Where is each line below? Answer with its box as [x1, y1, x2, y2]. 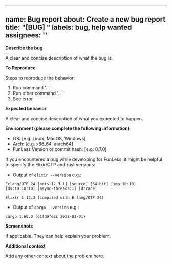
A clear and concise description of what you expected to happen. [5, 115, 143, 121]
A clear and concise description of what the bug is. [5, 54, 113, 61]
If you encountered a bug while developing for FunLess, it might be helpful [5, 156, 162, 162]
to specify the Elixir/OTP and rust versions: [5, 161, 96, 167]
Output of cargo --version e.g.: [12, 204, 79, 210]
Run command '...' [12, 84, 51, 90]
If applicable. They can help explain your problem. [5, 233, 111, 239]
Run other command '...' [12, 90, 63, 96]
